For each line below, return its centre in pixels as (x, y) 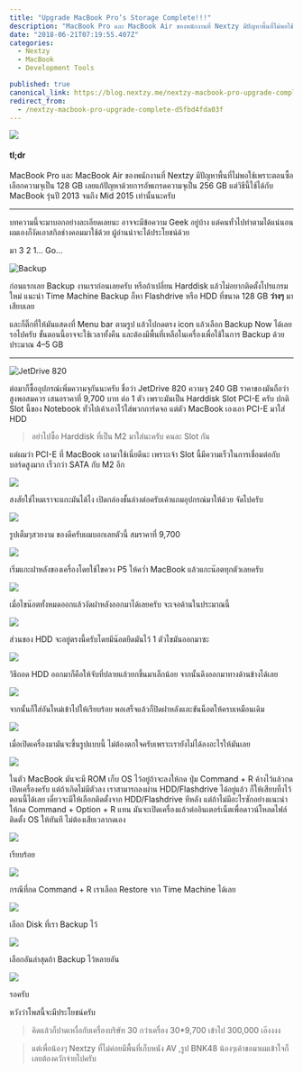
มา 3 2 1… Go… (36, 250)
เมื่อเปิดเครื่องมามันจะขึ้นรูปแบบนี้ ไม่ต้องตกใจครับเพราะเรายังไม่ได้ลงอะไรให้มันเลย (130, 744)
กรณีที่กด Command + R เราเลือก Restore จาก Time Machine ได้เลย (123, 889)
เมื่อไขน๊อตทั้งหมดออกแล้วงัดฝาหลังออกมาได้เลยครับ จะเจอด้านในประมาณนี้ (119, 604)
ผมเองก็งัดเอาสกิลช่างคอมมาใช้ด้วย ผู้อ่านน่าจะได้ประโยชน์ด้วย (100, 232)
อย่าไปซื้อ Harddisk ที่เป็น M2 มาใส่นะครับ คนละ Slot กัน (120, 436)
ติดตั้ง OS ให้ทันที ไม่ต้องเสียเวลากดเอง (68, 819)
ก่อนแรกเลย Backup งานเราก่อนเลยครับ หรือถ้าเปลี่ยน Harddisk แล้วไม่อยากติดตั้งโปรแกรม (149, 286)
